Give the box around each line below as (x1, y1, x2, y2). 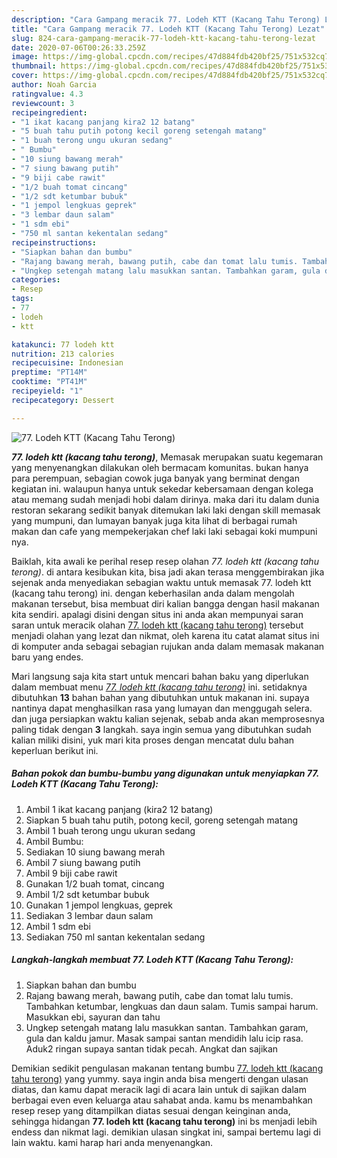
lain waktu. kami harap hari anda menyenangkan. (11, 1136, 214, 1148)
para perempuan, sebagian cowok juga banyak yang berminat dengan (11, 472, 301, 484)
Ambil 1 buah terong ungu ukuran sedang (25, 824, 196, 836)
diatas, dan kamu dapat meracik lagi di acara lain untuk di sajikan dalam (11, 1083, 307, 1095)
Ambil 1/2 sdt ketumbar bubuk (25, 888, 150, 900)
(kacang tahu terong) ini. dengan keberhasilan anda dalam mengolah (11, 587, 295, 599)
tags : (11, 294, 34, 304)
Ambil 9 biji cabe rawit (25, 867, 118, 879)
